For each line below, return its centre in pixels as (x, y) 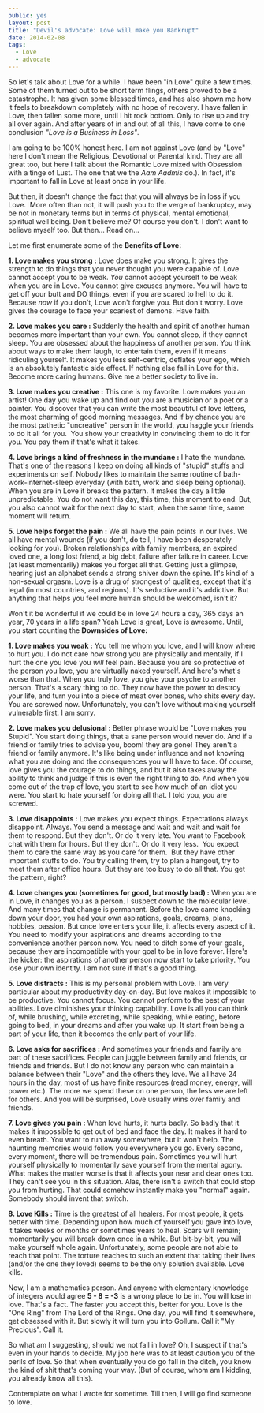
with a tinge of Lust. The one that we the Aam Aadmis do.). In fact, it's (122, 172)
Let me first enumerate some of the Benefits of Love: (95, 245)
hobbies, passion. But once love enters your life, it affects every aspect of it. (132, 926)
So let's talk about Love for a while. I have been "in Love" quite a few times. (130, 82)
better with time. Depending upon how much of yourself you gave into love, (131, 1222)
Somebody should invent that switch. (68, 1198)
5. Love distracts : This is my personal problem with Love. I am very (118, 983)
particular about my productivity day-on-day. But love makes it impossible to (132, 992)
